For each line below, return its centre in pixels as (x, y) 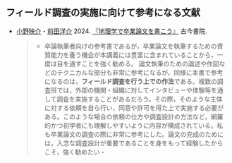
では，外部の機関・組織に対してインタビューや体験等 (134, 90)
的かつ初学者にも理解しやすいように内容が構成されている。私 (134, 125)
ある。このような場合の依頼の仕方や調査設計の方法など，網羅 (134, 116)
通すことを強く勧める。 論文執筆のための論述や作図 (144, 64)
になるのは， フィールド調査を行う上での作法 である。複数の (130, 81)
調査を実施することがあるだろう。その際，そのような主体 (139, 99)
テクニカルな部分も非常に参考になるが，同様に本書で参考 (140, 72)
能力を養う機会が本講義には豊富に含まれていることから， (134, 54)
